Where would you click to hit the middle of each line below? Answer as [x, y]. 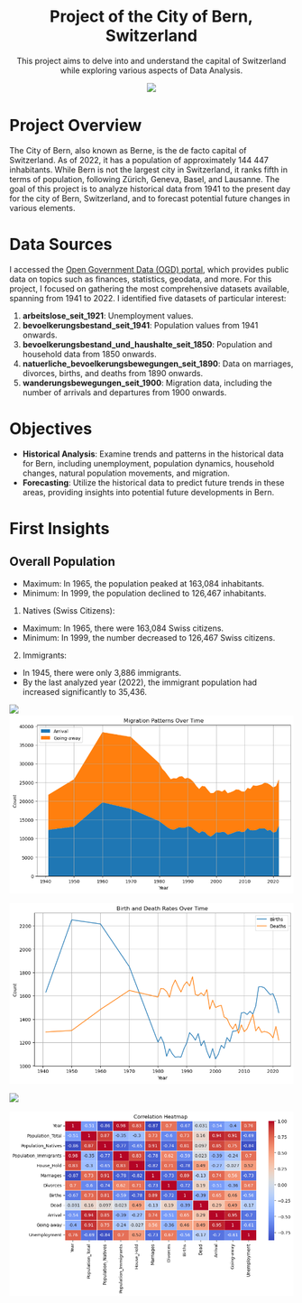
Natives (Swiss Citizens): [69, 610]
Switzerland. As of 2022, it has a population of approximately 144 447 [139, 160]
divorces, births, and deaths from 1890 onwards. [113, 373]
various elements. [42, 208]
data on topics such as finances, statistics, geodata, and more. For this [141, 279]
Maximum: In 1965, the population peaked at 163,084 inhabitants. [143, 583]
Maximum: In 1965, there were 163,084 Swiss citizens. [123, 628]
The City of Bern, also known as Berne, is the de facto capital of [128, 150]
